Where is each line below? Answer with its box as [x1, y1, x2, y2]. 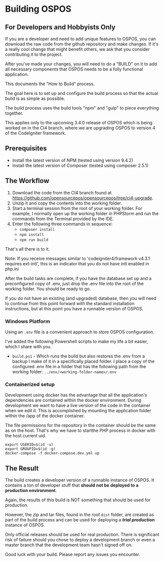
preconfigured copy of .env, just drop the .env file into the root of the [5, 281, 144, 286]
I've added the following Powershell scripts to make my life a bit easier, [5, 338, 148, 344]
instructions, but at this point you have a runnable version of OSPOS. [5, 305, 143, 311]
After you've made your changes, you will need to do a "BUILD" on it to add [5, 61, 158, 67]
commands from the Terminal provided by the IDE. [12, 215, 114, 221]
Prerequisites [5, 144, 47, 153]
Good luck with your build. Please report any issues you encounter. [5, 552, 141, 558]
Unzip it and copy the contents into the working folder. [12, 200, 122, 206]
